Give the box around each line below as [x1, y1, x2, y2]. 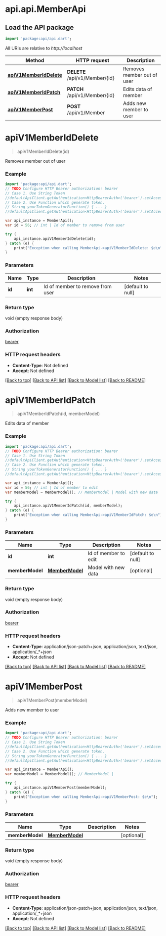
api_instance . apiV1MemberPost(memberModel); [14, 785, 107, 790]
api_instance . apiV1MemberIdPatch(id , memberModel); [14, 503, 123, 508]
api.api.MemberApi [5, 3, 86, 15]
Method [25, 57, 44, 64]
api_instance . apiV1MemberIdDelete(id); [14, 236, 96, 241]
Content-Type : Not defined [12, 362, 68, 368]
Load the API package [5, 23, 74, 32]
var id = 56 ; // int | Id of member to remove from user [5, 223, 125, 228]
